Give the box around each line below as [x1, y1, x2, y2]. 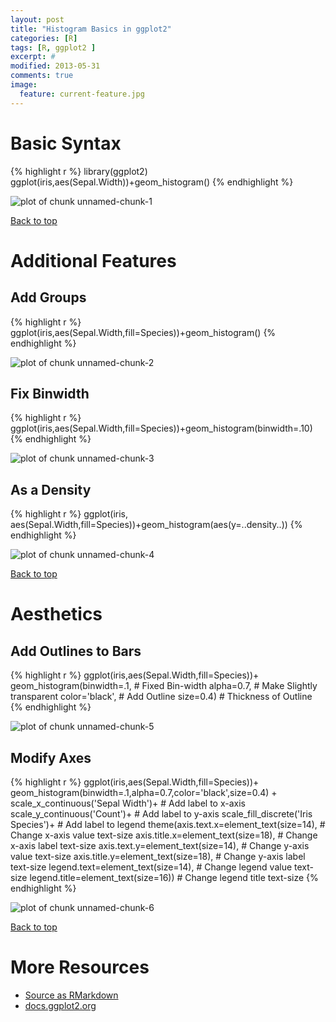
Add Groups [10, 289, 87, 306]
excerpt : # [10, 52, 56, 62]
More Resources [10, 956, 150, 979]
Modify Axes [10, 749, 92, 766]
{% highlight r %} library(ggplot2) [10, 165, 148, 177]
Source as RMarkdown [24, 989, 119, 1001]
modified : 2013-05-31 [10, 61, 101, 71]
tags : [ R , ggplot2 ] [10, 42, 97, 53]
